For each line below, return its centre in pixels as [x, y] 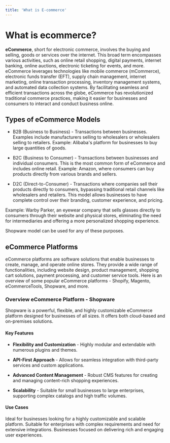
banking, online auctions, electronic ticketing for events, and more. [75, 66]
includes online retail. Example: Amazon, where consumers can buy [83, 169]
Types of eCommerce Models [53, 120]
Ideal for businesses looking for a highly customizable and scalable [75, 419]
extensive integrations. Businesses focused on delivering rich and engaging [84, 429]
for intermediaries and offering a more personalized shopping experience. [82, 221]
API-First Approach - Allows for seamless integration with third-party [86, 359]
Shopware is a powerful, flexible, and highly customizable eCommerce [79, 310]
